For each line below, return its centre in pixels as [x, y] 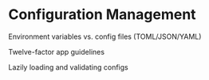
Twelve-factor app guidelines [57, 51]
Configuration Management [103, 15]
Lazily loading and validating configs [69, 67]
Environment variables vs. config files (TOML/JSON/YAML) [105, 36]
